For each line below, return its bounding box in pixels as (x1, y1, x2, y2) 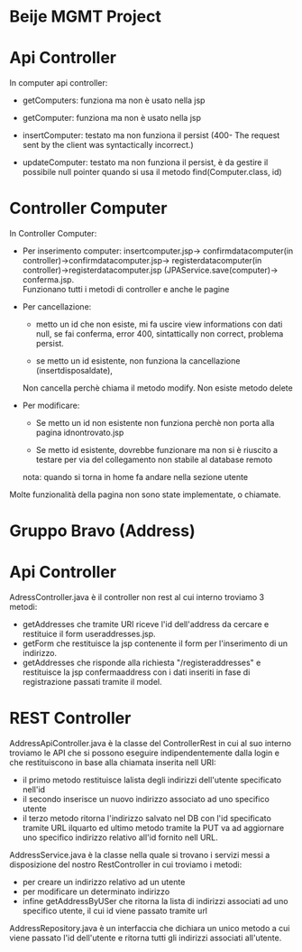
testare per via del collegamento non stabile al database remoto (35, 454, 273, 466)
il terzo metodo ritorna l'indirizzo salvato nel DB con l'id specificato (22, 813, 272, 824)
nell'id (22, 784, 46, 795)
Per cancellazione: (22, 301, 92, 312)
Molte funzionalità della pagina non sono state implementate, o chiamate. (9, 489, 281, 500)
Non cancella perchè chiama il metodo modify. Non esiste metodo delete (22, 383, 293, 393)
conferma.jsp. (22, 274, 75, 285)
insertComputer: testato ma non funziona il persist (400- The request (22, 130, 280, 141)
